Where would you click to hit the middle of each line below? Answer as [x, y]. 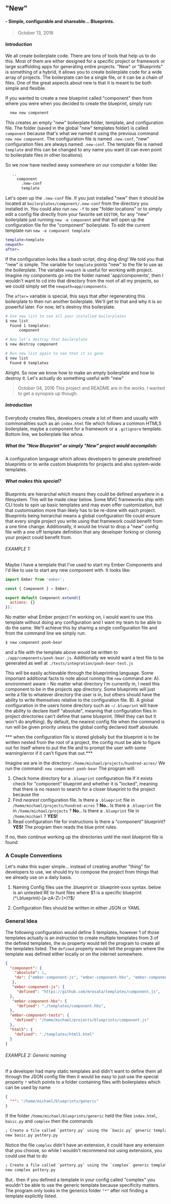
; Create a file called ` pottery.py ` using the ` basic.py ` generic [78, 1131]
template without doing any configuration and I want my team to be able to [83, 622]
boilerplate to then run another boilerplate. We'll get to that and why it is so [83, 301]
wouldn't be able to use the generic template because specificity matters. [82, 1185]
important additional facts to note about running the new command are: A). [83, 678]
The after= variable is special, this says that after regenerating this [75, 296]
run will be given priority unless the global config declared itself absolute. [82, 727]
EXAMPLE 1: [18, 549]
